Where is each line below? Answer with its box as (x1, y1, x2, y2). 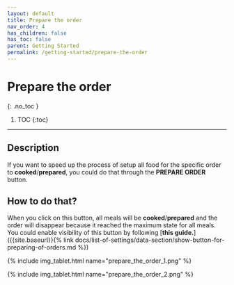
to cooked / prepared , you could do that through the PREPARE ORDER (7, 168, 206, 176)
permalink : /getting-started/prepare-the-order (7, 49, 148, 56)
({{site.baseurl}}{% (7, 236, 63, 244)
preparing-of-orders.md (7, 243, 77, 252)
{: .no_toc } (7, 101, 39, 110)
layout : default (7, 10, 54, 17)
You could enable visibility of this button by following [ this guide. (7, 229, 194, 237)
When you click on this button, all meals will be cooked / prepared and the (7, 213, 218, 222)
